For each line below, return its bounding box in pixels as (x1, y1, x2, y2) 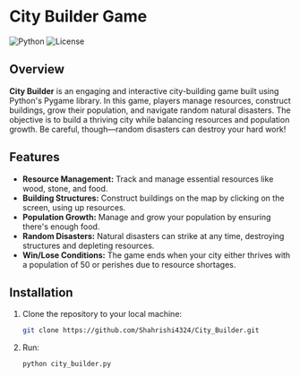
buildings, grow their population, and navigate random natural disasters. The (9, 105, 291, 116)
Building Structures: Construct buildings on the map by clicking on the (21, 193, 285, 203)
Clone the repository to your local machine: (21, 309, 182, 320)
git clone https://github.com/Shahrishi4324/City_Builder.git (21, 326, 260, 335)
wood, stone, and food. (21, 183, 108, 193)
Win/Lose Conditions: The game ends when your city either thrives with (21, 249, 291, 261)
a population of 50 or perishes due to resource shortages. (21, 259, 236, 270)
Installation (9, 285, 73, 300)
